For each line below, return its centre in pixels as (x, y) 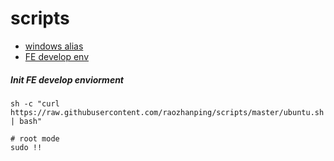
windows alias (54, 46)
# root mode (35, 138)
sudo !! (26, 147)
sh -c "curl (35, 103)
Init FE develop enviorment (67, 79)
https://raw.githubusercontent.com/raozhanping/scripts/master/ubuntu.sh (167, 112)
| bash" (26, 121)
